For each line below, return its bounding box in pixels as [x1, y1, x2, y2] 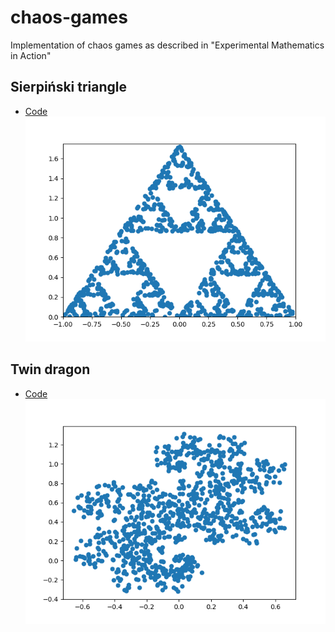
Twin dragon [10, 361, 91, 378]
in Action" [10, 49, 52, 61]
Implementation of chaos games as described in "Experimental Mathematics [10, 39, 325, 51]
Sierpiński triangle [10, 79, 128, 96]
